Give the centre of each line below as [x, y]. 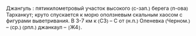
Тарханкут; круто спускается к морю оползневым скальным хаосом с [94, 15]
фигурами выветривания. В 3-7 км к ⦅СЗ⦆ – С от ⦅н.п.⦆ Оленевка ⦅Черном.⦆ [98, 21]
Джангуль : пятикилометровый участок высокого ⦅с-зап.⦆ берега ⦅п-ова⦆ [97, 8]
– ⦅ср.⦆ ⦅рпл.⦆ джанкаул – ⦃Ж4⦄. [44, 27]
